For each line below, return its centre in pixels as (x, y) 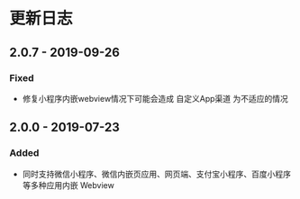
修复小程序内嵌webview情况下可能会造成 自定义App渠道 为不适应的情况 (155, 98)
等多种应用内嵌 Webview (68, 185)
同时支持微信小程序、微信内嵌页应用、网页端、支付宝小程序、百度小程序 (156, 174)
